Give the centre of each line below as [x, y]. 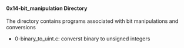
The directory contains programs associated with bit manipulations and [92, 21]
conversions [21, 28]
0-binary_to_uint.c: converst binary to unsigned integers [82, 39]
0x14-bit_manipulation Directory [47, 8]
